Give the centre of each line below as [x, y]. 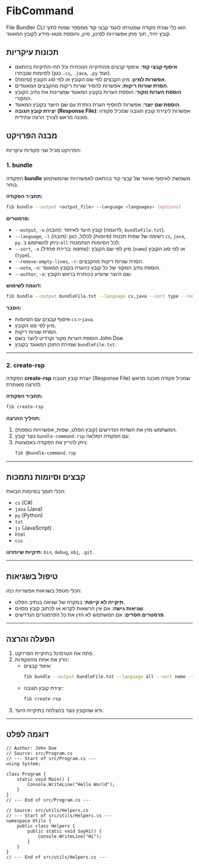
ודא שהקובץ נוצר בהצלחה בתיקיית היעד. [59, 710]
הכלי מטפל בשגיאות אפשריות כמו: [44, 591]
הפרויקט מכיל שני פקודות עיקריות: [44, 150]
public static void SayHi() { [65, 831]
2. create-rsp [25, 365]
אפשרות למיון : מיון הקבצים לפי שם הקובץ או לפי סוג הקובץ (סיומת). [90, 79]
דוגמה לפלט [28, 735]
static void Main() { [43, 779]
